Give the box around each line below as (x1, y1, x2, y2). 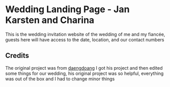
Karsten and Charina (5, 14, 95, 26)
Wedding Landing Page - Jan (5, 4, 130, 15)
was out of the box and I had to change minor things (5, 75, 115, 82)
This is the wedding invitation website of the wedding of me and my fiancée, (5, 31, 165, 37)
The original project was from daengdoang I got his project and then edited (5, 65, 163, 71)
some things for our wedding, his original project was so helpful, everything (5, 70, 164, 76)
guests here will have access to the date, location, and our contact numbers (5, 37, 164, 43)
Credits (5, 51, 30, 60)
